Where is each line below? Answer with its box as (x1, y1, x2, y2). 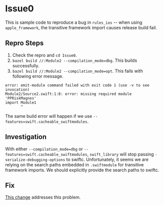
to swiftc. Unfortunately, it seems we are (66, 156, 149, 162)
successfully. (12, 62, 40, 68)
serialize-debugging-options (5, 157, 65, 162)
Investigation (5, 133, 47, 141)
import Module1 (5, 100, 37, 105)
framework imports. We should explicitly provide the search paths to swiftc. (5, 167, 160, 173)
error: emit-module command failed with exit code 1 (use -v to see (5, 83, 150, 88)
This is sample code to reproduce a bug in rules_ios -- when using (5, 19, 143, 25)
